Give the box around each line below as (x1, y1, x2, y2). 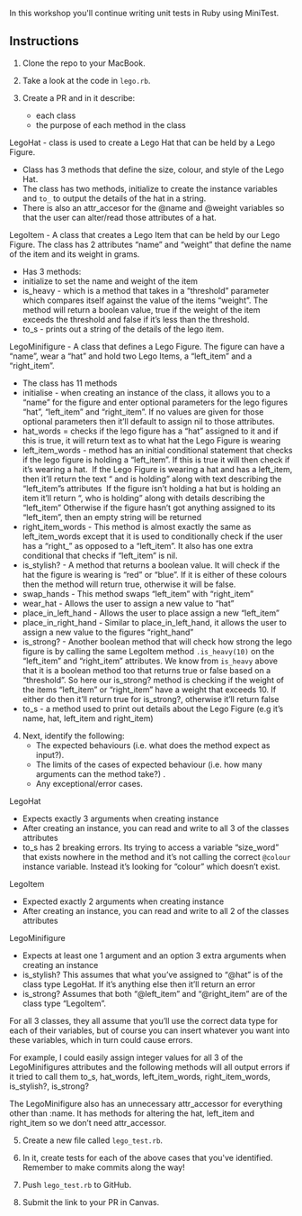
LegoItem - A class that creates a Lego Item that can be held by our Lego (9, 229, 280, 240)
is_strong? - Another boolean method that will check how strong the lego (22, 635, 292, 647)
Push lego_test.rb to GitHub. (22, 1179, 132, 1190)
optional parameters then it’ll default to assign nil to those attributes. (22, 416, 276, 426)
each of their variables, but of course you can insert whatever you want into (9, 1025, 290, 1036)
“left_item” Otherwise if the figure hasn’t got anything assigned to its (22, 502, 276, 513)
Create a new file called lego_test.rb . (22, 1135, 164, 1146)
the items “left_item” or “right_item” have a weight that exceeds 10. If (22, 684, 277, 695)
